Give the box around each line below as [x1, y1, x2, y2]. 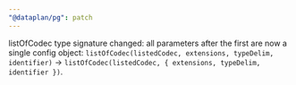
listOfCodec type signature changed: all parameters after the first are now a [8, 38, 288, 48]
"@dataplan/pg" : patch [8, 13, 93, 22]
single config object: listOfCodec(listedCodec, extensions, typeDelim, [8, 47, 275, 58]
